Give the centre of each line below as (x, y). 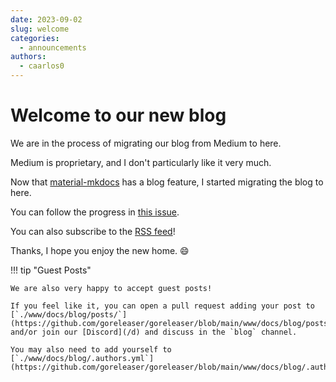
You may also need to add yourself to (91, 349)
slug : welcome (40, 29)
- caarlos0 (42, 66)
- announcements (53, 47)
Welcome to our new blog (118, 115)
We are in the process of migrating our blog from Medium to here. (146, 143)
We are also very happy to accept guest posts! (111, 288)
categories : (35, 38)
